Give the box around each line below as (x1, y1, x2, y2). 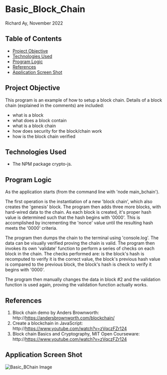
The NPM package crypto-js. (12, 161, 72, 167)
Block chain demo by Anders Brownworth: (12, 309, 99, 315)
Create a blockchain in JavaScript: (12, 320, 83, 326)
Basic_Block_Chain (5, 4, 86, 15)
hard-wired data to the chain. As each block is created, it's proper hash (5, 209, 152, 215)
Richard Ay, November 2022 (5, 20, 63, 26)
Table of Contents (5, 35, 62, 43)
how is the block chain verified (12, 133, 76, 139)
